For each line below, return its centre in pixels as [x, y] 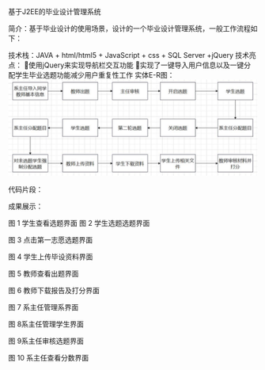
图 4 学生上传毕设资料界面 [51, 257]
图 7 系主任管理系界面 [44, 307]
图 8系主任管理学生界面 [46, 324]
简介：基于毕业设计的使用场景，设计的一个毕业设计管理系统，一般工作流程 [129, 29]
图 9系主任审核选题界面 [46, 341]
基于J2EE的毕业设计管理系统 [55, 11]
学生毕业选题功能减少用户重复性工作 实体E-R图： [95, 75]
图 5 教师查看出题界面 [44, 273]
